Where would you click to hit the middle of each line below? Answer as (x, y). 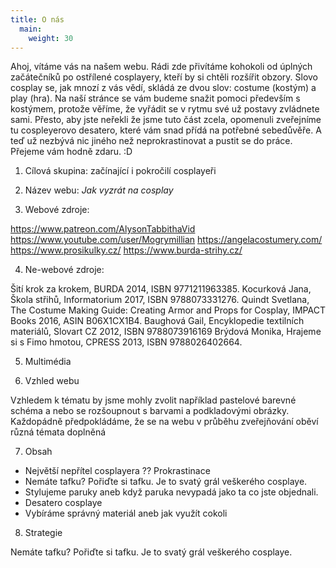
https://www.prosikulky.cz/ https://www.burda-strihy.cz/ (126, 250)
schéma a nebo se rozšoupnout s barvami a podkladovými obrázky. (150, 411)
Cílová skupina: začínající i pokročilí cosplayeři (120, 171)
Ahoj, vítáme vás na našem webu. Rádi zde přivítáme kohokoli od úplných (161, 67)
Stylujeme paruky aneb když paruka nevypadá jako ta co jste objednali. (171, 492)
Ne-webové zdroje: (64, 270)
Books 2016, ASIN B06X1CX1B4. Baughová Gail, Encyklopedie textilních (157, 321)
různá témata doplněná (58, 432)
